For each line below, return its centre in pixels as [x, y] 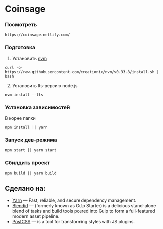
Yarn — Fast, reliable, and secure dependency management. [74, 200]
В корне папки [20, 118]
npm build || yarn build [31, 173]
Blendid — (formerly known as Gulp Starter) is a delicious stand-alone [84, 206]
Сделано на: [25, 188]
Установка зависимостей [38, 107]
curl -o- [14, 68]
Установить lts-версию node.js [45, 85]
